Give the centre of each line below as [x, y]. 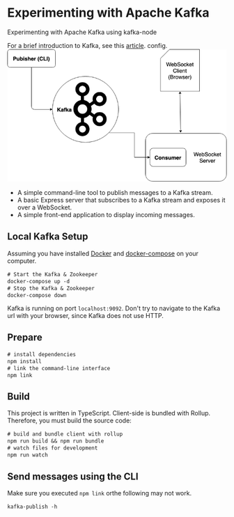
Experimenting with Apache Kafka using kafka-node [82, 32]
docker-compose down [37, 295]
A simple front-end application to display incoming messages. [106, 214]
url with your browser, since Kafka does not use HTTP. [85, 315]
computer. [22, 261]
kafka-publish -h [32, 507]
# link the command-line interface [59, 368]
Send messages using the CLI [73, 476]
